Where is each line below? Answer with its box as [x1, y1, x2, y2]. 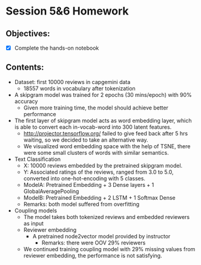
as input [23, 220, 44, 227]
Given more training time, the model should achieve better [23, 104, 169, 111]
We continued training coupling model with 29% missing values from [23, 245, 196, 252]
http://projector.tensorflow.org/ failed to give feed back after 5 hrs [23, 129, 188, 137]
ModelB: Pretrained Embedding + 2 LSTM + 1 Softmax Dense [23, 194, 176, 201]
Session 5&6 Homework [5, 4, 129, 18]
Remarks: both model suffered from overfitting [23, 200, 140, 208]
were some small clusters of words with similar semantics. [23, 149, 169, 156]
